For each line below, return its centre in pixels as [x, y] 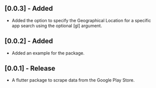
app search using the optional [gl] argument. [57, 26]
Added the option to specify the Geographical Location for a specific [81, 20]
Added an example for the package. [48, 53]
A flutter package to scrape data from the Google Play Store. [73, 80]
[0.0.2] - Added [29, 41]
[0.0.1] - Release [30, 69]
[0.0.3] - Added [29, 9]
